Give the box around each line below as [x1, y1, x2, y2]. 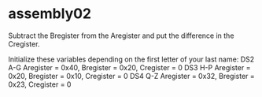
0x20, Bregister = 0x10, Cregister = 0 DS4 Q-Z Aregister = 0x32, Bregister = [8, 71, 256, 80]
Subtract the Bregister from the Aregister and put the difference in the [8, 31, 234, 40]
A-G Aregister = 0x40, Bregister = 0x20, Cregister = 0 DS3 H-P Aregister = [8, 62, 251, 72]
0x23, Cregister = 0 [8, 80, 72, 89]
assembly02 [8, 5, 92, 23]
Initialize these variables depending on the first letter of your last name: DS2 [8, 54, 255, 64]
